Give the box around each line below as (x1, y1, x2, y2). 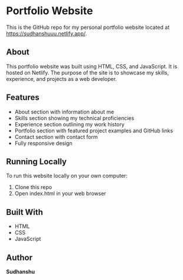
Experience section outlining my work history (14, 121, 125, 128)
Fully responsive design (14, 139, 73, 146)
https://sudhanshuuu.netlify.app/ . (6, 30, 87, 37)
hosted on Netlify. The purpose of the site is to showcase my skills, (6, 69, 169, 76)
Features (6, 93, 40, 103)
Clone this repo (14, 184, 52, 191)
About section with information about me (14, 108, 115, 115)
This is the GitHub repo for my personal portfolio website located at (6, 24, 170, 31)
